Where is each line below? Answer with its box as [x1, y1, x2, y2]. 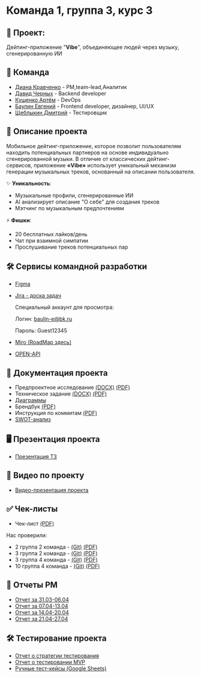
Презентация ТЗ [14, 453, 57, 461]
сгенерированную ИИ [6, 50, 62, 57]
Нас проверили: [6, 531, 47, 539]
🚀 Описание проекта [6, 126, 88, 137]
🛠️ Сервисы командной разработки [6, 261, 148, 272]
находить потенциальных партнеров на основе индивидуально [6, 149, 169, 156]
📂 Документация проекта [6, 368, 108, 378]
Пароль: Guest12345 [14, 327, 67, 334]
